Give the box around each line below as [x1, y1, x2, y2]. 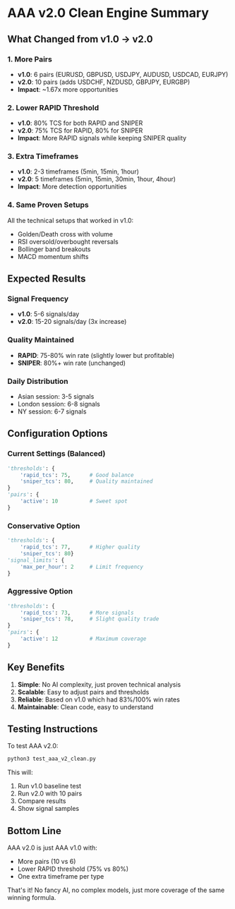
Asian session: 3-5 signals [17, 392, 95, 401]
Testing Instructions [7, 723, 98, 735]
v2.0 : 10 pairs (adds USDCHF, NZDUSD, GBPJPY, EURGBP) [17, 78, 191, 86]
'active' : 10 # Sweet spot [20, 498, 128, 505]
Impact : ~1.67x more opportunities [17, 85, 119, 93]
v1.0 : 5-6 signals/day [17, 310, 80, 318]
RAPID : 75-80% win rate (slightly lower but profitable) [17, 351, 175, 359]
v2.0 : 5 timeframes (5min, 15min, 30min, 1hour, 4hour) [17, 175, 176, 183]
